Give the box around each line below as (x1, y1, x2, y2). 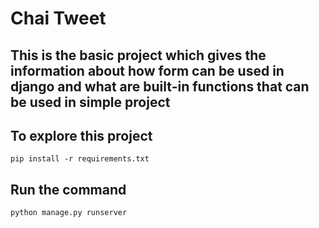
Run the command (10, 181, 127, 198)
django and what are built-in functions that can (10, 78, 310, 95)
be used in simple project (10, 93, 171, 111)
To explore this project (10, 127, 153, 144)
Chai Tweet (10, 7, 107, 30)
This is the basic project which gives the (10, 47, 267, 64)
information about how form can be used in (10, 62, 285, 79)
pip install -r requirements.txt (10, 154, 150, 164)
